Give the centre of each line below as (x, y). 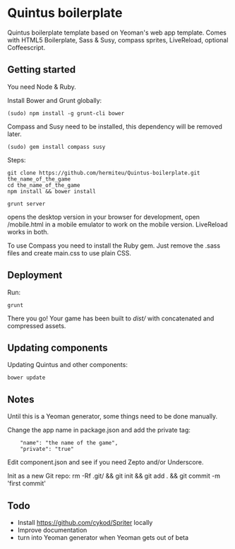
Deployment (35, 276)
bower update (26, 378)
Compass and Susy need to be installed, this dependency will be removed (115, 126)
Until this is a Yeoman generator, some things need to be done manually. (113, 416)
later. (15, 134)
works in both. (28, 231)
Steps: (17, 159)
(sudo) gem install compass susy (56, 147)
